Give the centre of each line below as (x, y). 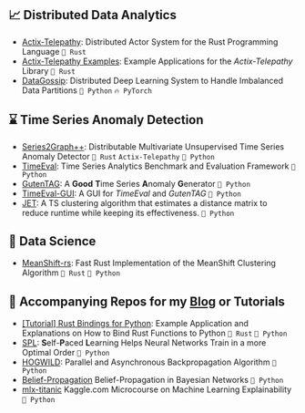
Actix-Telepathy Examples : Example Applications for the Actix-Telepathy (157, 61)
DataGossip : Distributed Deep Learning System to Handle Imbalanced (152, 80)
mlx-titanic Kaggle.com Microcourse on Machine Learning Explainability (157, 389)
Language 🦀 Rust (54, 51)
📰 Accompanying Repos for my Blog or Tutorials (147, 301)
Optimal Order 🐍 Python (66, 353)
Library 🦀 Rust (49, 70)
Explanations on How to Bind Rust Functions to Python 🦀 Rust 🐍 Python (154, 333)
